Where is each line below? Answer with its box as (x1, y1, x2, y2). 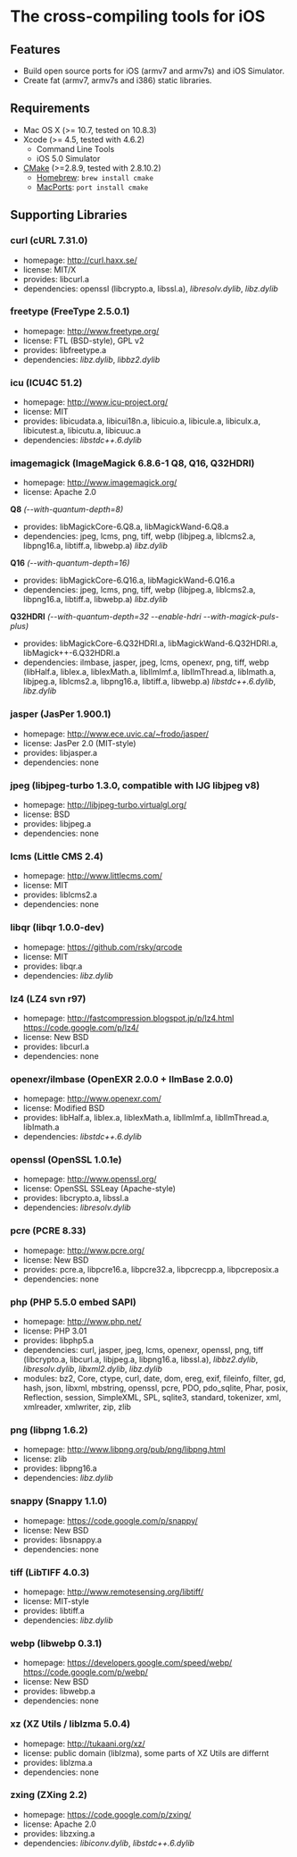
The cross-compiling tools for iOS (10, 6, 266, 27)
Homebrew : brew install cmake (36, 172, 154, 182)
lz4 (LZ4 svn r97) (10, 992, 87, 1004)
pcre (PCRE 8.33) (10, 1224, 87, 1237)
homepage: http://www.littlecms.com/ (22, 870, 163, 881)
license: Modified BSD (22, 1103, 105, 1113)
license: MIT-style (22, 1595, 90, 1606)
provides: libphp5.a (22, 1335, 95, 1346)
